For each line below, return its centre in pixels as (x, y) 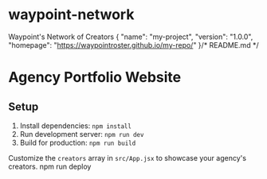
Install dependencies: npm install (75, 126)
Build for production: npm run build (78, 142)
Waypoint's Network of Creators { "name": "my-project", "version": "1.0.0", (131, 37)
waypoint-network (71, 15)
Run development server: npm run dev (82, 134)
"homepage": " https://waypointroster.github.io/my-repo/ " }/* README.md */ (133, 45)
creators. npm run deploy (50, 166)
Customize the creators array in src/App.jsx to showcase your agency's (128, 158)
